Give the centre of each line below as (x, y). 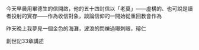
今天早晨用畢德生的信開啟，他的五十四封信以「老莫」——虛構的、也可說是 (97, 9)
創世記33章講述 (25, 41)
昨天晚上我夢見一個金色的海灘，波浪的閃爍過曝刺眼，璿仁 (76, 29)
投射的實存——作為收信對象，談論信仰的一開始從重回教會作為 (86, 16)
